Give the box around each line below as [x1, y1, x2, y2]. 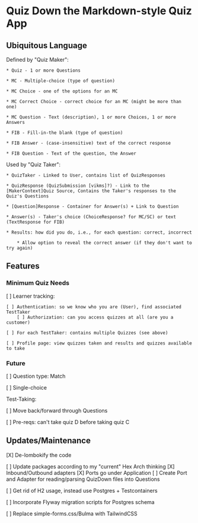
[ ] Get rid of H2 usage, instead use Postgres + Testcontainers [6, 487, 158, 494]
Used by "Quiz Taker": [6, 161, 61, 168]
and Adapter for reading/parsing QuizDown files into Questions [6, 476, 160, 483]
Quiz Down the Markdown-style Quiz [6, 4, 193, 18]
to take [6, 345, 25, 351]
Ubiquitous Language [6, 40, 87, 50]
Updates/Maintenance [6, 436, 91, 446]
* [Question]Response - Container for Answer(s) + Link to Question [6, 203, 179, 209]
